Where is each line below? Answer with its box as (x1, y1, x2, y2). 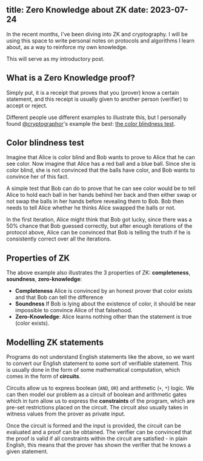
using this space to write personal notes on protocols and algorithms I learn (6, 36, 195, 44)
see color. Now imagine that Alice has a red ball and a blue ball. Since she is (6, 160, 196, 168)
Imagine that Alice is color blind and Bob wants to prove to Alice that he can (6, 154, 195, 161)
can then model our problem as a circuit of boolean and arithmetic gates (6, 391, 187, 398)
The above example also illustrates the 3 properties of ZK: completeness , (6, 269, 191, 276)
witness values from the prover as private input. (6, 410, 125, 418)
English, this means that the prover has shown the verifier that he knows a (6, 442, 191, 449)
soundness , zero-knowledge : (6, 276, 82, 283)
